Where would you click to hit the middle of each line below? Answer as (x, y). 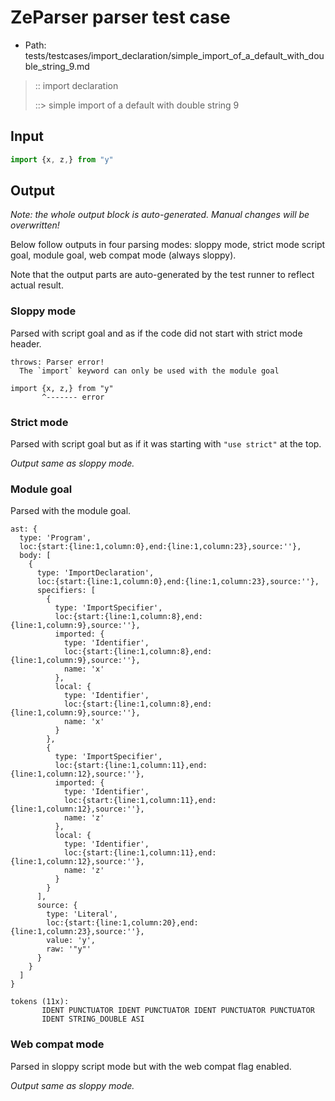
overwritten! (35, 225)
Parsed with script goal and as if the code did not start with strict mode (156, 333)
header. (26, 343)
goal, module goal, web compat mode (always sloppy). (123, 255)
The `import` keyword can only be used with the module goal (149, 371)
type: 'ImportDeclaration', (95, 573)
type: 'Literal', (82, 914)
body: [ (35, 556)
